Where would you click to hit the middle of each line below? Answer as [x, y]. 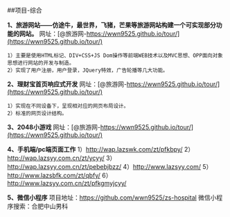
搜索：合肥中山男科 [40, 206]
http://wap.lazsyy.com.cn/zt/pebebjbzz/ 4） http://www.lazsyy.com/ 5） [110, 167]
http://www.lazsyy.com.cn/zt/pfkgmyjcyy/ [67, 183]
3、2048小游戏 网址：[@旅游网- [54, 127]
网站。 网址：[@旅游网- [53, 34]
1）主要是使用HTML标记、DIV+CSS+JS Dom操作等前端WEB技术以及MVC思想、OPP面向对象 [115, 56]
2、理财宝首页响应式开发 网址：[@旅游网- [67, 84]
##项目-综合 [25, 10]
